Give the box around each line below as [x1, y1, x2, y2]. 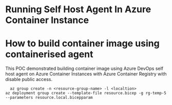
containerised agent [5, 48, 93, 60]
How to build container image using [5, 38, 160, 49]
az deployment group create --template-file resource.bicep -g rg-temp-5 [5, 91, 167, 96]
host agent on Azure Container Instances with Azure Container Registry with [5, 71, 167, 77]
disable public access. [5, 76, 53, 83]
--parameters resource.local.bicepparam [5, 95, 93, 100]
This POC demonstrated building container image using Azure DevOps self [5, 65, 163, 72]
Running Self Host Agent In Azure [5, 4, 151, 15]
